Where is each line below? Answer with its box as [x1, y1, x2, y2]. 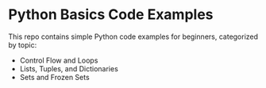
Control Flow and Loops [19, 55, 98, 65]
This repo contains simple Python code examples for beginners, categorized [8, 32, 259, 41]
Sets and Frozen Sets [19, 72, 90, 82]
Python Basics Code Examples [8, 6, 214, 24]
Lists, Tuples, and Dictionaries [19, 63, 119, 73]
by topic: [8, 40, 37, 49]
